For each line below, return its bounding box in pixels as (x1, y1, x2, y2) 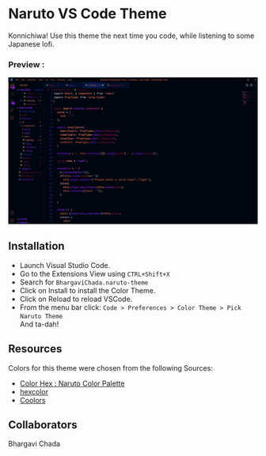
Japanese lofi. (8, 39, 55, 48)
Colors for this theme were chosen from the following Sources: (8, 363, 214, 372)
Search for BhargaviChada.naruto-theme (19, 277, 149, 287)
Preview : (8, 58, 45, 70)
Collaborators (8, 418, 78, 432)
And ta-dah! (19, 319, 59, 329)
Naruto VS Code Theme (8, 5, 167, 23)
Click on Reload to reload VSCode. (19, 294, 133, 303)
